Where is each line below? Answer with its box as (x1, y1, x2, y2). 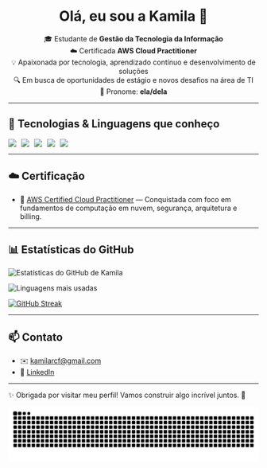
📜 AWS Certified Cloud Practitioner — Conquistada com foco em (19, 194, 232, 204)
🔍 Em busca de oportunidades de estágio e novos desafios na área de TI (13, 75, 254, 84)
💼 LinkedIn (19, 368, 55, 377)
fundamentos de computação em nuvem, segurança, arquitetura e (19, 203, 238, 213)
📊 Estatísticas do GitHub (8, 243, 134, 256)
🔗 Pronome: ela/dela (99, 87, 168, 96)
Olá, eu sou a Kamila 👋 (59, 7, 208, 25)
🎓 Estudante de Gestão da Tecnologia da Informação (43, 33, 224, 43)
